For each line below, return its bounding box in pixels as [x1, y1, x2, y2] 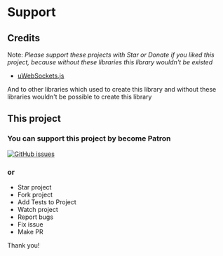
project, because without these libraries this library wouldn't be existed [7, 58, 212, 66]
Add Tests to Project [17, 197, 77, 206]
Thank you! [7, 241, 40, 249]
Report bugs [17, 213, 54, 221]
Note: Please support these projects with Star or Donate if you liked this [7, 50, 215, 59]
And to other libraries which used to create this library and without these [7, 85, 217, 93]
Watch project [17, 205, 58, 213]
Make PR [17, 227, 43, 236]
